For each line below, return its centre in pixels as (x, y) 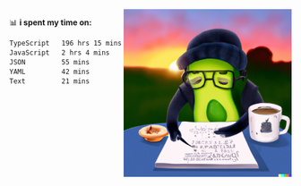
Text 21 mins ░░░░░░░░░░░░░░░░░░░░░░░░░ (118, 81)
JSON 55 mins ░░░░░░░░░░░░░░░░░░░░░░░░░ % (138, 62)
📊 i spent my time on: (51, 22)
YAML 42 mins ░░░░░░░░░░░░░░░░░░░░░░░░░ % (138, 72)
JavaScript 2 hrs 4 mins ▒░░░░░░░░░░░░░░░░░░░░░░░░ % (138, 53)
